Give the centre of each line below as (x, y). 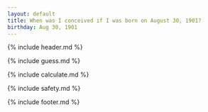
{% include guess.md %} (44, 61)
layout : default (31, 14)
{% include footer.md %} (44, 102)
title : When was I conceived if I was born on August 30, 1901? (104, 21)
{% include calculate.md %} (48, 74)
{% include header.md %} (45, 47)
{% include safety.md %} (44, 89)
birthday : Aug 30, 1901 (43, 27)
